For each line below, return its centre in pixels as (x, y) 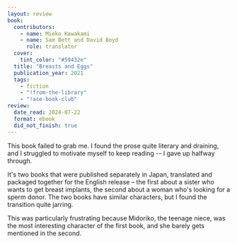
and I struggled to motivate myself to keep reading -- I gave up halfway (111, 153)
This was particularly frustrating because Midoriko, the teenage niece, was (116, 218)
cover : (23, 54)
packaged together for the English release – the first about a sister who (111, 182)
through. (20, 160)
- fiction (35, 86)
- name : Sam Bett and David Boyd (69, 40)
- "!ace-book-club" (49, 100)
